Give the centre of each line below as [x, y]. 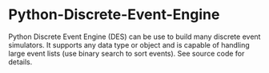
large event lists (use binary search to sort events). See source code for [126, 53]
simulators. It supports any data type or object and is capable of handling [129, 44]
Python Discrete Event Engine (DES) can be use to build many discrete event [134, 36]
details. [20, 62]
